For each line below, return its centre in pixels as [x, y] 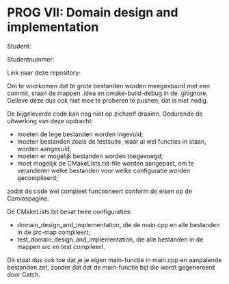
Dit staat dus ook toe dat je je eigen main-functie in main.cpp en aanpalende [114, 260]
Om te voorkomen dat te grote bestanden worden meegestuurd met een [109, 86]
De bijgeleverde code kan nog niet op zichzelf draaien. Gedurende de [105, 114]
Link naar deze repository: [44, 73]
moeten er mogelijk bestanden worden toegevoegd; [90, 156]
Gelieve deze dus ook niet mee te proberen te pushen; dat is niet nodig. [108, 100]
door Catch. [24, 274]
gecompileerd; [37, 178]
